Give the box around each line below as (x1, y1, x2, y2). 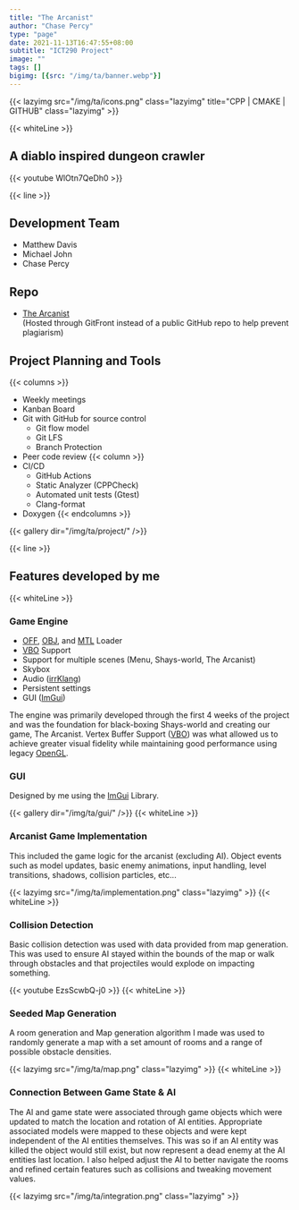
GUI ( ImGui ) (21, 693, 66, 703)
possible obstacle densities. (9, 1046, 112, 1057)
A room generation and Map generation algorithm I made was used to (9, 1027, 265, 1038)
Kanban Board (21, 404, 76, 414)
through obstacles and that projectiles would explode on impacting (9, 959, 255, 968)
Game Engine (9, 615, 69, 627)
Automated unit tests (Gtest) (35, 490, 140, 499)
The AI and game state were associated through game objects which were (9, 1106, 283, 1117)
